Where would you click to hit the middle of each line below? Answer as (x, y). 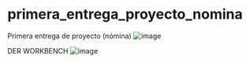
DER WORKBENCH (38, 51)
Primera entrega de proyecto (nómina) (69, 36)
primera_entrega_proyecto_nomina (125, 14)
